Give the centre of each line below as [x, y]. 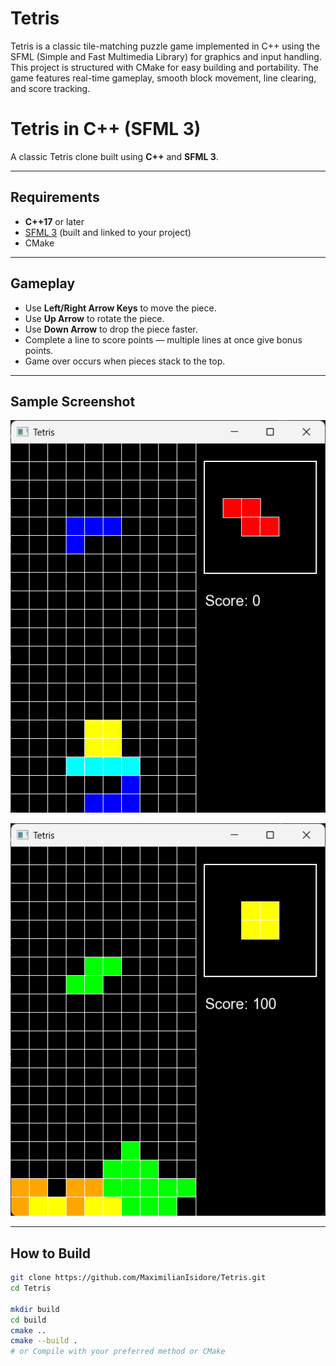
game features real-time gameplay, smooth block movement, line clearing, [163, 78]
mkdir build [35, 1309]
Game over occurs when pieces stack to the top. [125, 361]
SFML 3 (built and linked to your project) [108, 232]
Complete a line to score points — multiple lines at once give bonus [163, 339]
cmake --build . [44, 1341]
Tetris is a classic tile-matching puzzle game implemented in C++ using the [165, 46]
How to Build [51, 1253]
